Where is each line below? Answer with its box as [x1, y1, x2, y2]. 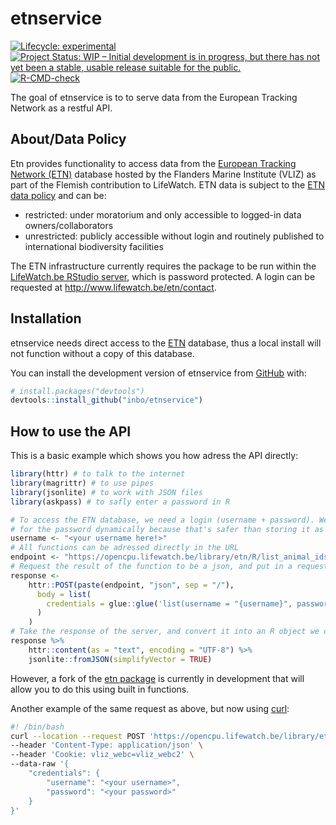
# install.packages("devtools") [10, 386, 145, 396]
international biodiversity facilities [24, 240, 164, 252]
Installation [10, 310, 82, 327]
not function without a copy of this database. [10, 347, 195, 359]
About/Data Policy [10, 131, 127, 148]
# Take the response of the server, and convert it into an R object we [10, 627, 320, 637]
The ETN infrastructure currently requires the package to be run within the [10, 260, 317, 272]
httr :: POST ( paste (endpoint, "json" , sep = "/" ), [28, 580, 235, 590]
